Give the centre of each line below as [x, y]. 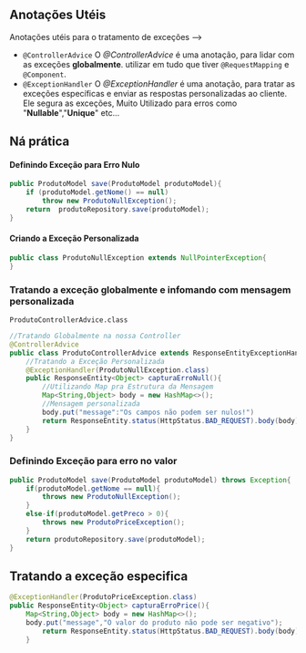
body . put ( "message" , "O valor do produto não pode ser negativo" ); [154, 623]
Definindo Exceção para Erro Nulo [75, 164]
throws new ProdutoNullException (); [112, 497]
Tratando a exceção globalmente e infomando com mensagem [150, 289]
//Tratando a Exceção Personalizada [96, 361]
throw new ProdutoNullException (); [110, 201]
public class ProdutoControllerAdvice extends [99, 353]
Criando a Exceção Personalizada [74, 238]
